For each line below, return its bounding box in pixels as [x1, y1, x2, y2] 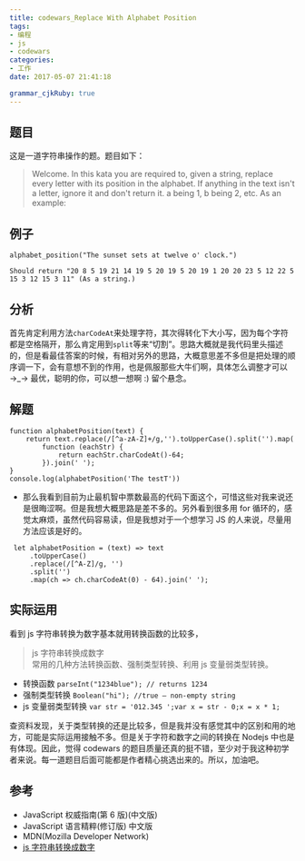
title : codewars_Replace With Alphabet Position [9, 13, 197, 23]
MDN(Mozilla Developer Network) [22, 830, 150, 841]
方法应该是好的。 [22, 525, 87, 536]
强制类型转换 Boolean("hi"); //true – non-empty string [22, 689, 236, 700]
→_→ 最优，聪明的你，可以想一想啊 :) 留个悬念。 [9, 373, 192, 384]
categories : [9, 55, 54, 64]
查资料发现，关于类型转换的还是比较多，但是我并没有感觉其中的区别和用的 [9, 719, 288, 731]
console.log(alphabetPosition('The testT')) [9, 474, 181, 483]
